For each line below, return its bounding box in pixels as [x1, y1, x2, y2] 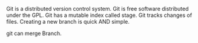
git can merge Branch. [6, 30, 62, 37]
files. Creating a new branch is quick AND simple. [6, 18, 130, 25]
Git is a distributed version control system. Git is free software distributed [6, 5, 189, 12]
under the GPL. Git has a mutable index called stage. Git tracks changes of [6, 12, 193, 19]
